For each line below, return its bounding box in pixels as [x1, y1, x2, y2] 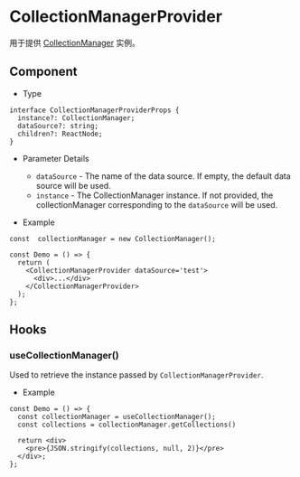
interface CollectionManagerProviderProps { [9, 106, 180, 115]
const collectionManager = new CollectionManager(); [9, 234, 217, 243]
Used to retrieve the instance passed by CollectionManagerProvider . [9, 369, 264, 380]
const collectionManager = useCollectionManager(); [17, 413, 217, 422]
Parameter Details [22, 153, 89, 164]
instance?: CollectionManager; [17, 113, 136, 123]
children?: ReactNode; [17, 129, 103, 138]
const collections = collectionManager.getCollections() [17, 420, 237, 430]
